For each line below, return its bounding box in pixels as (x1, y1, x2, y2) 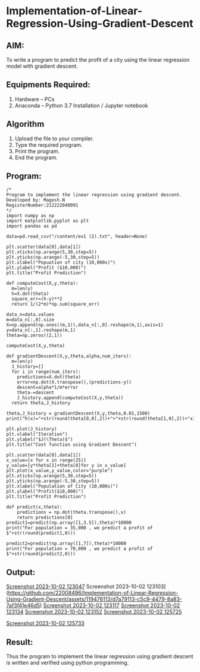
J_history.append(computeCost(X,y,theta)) (17, 395, 124, 401)
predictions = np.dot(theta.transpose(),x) (17, 510, 127, 516)
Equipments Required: (6, 80, 90, 90)
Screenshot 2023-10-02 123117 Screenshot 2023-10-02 (43, 602, 180, 609)
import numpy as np (6, 213, 55, 219)
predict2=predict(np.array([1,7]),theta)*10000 (6, 541, 127, 547)
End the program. (14, 153, 58, 161)
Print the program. (14, 147, 60, 155)
